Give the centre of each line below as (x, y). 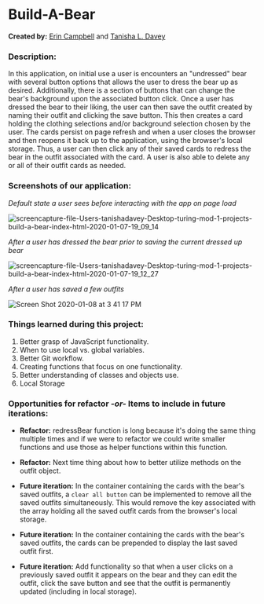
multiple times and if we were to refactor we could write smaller (122, 439)
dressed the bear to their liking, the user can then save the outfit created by (130, 107)
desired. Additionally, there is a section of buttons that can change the (122, 90)
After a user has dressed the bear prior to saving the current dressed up (125, 242)
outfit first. (36, 551)
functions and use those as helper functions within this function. (123, 447)
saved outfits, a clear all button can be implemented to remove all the (135, 494)
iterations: (28, 413)
